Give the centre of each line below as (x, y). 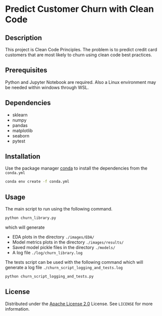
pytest (19, 141)
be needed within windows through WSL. (47, 87)
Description (23, 38)
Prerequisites (26, 70)
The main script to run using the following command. (59, 209)
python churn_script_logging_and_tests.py (49, 277)
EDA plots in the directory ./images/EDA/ (53, 237)
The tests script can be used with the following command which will (74, 262)
